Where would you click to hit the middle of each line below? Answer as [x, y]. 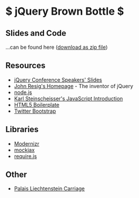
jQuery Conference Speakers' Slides [58, 80]
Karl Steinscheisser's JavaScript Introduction [68, 98]
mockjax [24, 150]
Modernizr [26, 143]
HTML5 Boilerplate [37, 105]
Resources [26, 66]
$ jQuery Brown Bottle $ [65, 11]
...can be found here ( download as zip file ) [57, 47]
